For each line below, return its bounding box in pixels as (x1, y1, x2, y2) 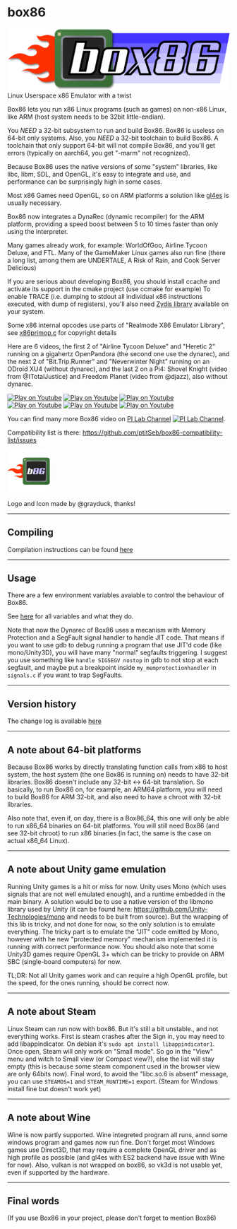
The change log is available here (7, 717, 102, 725)
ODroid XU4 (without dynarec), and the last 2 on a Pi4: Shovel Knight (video (7, 365, 228, 373)
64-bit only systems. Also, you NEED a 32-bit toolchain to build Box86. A (7, 134, 219, 142)
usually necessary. (7, 199, 62, 207)
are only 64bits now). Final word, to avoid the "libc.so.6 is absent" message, (7, 1069, 229, 1078)
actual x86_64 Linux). (7, 837, 70, 845)
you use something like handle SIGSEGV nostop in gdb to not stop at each (7, 656, 219, 664)
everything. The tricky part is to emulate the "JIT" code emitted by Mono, (7, 927, 219, 936)
